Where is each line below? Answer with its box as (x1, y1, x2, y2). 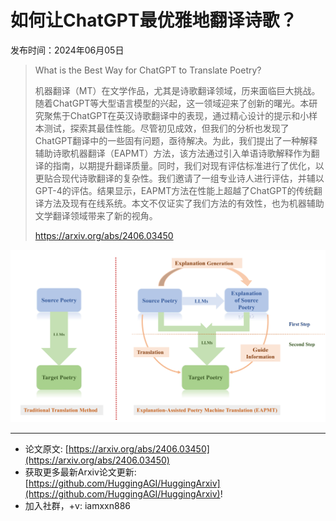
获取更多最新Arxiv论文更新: (24, 466, 137, 478)
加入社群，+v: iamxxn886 (24, 500, 131, 512)
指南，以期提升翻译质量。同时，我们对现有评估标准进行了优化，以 (52, 159, 325, 171)
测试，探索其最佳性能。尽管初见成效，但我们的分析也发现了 (43, 122, 290, 134)
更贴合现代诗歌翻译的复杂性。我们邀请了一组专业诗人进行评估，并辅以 (34, 172, 325, 184)
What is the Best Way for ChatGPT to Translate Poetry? (34, 64, 262, 76)
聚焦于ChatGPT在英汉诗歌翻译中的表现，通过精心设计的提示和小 (43, 109, 310, 121)
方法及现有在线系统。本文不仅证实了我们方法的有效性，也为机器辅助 (43, 197, 325, 209)
